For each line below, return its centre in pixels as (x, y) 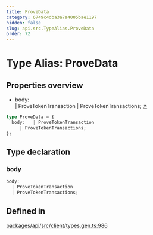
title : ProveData (28, 12)
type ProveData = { (30, 117)
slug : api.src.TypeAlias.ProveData (50, 28)
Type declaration (38, 152)
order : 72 (18, 34)
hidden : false (24, 23)
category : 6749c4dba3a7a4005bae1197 (51, 17)
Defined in (26, 211)
